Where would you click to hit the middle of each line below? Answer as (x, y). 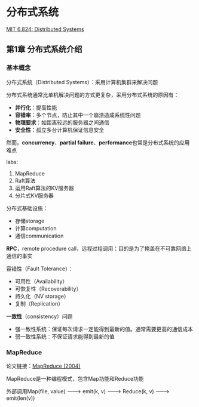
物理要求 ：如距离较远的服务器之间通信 (62, 122)
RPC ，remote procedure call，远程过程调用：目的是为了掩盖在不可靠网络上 (99, 248)
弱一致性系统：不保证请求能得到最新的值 (65, 336)
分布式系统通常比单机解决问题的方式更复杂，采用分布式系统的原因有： (93, 95)
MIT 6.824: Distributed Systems (45, 29)
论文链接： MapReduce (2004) (43, 366)
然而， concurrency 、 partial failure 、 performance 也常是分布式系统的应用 (98, 142)
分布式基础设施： (27, 208)
